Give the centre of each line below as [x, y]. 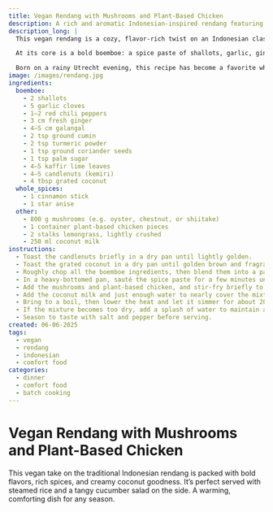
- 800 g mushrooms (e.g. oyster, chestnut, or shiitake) [121, 219]
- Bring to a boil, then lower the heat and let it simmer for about [136, 302]
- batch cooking [43, 393]
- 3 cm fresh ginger [58, 121]
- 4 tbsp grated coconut [65, 181]
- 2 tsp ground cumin [59, 136]
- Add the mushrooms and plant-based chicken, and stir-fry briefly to [140, 287]
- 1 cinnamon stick [56, 197]
